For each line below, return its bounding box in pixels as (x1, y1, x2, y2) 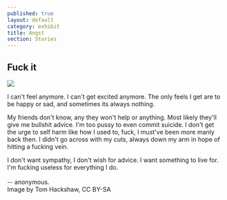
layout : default (7, 17, 54, 23)
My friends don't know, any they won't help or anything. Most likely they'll (7, 113, 217, 121)
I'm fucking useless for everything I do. (7, 163, 119, 171)
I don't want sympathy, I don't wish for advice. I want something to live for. (7, 156, 219, 164)
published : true (7, 10, 54, 17)
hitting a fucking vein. (7, 142, 69, 150)
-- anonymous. (7, 177, 50, 186)
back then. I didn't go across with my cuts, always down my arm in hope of (7, 135, 221, 143)
